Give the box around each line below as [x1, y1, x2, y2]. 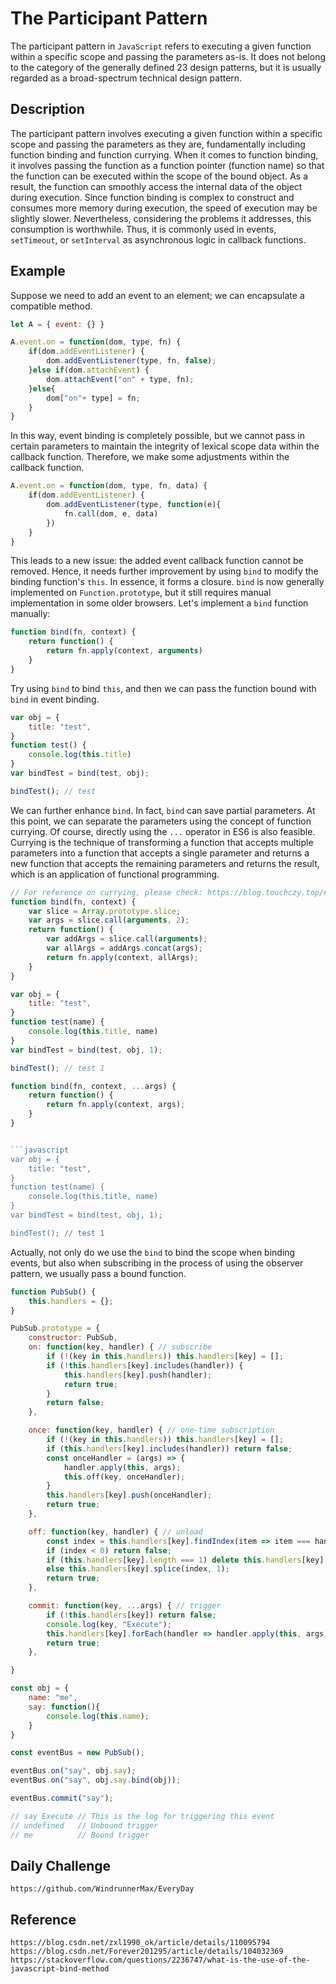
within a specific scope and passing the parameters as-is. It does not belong [10, 50, 326, 62]
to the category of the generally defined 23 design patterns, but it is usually [10, 61, 322, 73]
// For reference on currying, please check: [10, 887, 203, 897]
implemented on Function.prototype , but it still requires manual [10, 587, 272, 599]
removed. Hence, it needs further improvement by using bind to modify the [10, 565, 319, 577]
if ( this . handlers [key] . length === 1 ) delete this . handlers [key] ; [46, 1555, 329, 1565]
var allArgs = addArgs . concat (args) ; [46, 943, 203, 954]
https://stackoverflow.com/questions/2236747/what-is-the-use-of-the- [10, 1955, 311, 1966]
